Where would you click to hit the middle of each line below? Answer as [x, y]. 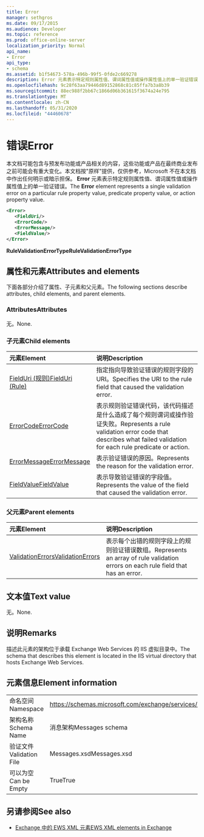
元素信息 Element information [62, 683]
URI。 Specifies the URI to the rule [144, 379]
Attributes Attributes [37, 309]
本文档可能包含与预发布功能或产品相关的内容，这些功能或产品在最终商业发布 [102, 164]
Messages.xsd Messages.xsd [91, 753]
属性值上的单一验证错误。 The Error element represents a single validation [99, 187]
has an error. [124, 573]
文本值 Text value [39, 596]
